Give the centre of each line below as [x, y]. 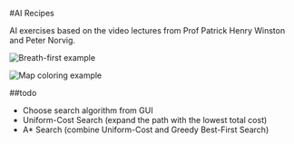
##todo [23, 93]
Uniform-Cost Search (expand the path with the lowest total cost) [145, 120]
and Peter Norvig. [42, 40]
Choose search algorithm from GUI [88, 110]
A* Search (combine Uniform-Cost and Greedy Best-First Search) [146, 130]
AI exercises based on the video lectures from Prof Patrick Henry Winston [147, 30]
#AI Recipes [32, 13]
